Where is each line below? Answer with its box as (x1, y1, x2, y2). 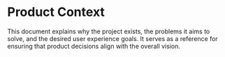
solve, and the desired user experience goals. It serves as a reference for (7, 34, 218, 42)
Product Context (7, 4, 105, 20)
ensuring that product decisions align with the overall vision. (7, 42, 180, 50)
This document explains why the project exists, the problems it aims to (7, 27, 210, 35)
